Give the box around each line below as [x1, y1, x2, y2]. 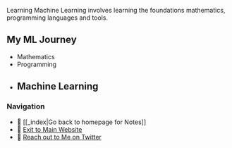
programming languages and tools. [6, 13, 109, 22]
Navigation [6, 101, 45, 111]
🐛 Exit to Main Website [16, 125, 83, 133]
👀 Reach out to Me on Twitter [16, 132, 102, 141]
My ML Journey [6, 34, 77, 46]
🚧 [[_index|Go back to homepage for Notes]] [16, 118, 146, 126]
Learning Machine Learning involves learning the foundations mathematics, [6, 6, 226, 14]
